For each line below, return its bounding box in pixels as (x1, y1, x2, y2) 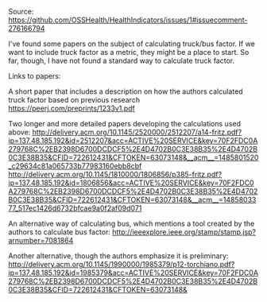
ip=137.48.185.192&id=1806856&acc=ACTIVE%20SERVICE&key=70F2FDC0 (8, 178, 254, 188)
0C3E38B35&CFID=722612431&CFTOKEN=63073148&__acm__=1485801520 (8, 153, 259, 162)
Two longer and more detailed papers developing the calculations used (8, 119, 241, 128)
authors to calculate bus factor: (8, 227, 111, 237)
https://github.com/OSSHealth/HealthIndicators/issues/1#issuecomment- (8, 15, 248, 25)
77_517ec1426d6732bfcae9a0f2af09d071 (8, 203, 142, 213)
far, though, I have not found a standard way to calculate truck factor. (8, 56, 235, 65)
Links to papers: (8, 72, 61, 80)
